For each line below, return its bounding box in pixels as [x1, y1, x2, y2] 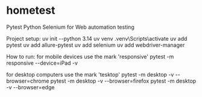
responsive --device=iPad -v [6, 59, 78, 66]
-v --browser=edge [6, 83, 55, 90]
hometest [6, 4, 55, 17]
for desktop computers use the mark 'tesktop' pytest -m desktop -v [6, 71, 174, 78]
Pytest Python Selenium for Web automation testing [6, 23, 134, 31]
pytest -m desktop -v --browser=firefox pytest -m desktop [50, 77, 197, 84]
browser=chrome [6, 77, 49, 84]
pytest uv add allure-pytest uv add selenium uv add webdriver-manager [6, 41, 185, 48]
